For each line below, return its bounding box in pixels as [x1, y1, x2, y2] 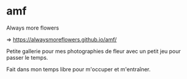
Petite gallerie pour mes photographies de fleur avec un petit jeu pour [6, 47, 181, 55]
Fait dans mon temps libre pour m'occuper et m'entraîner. [6, 65, 151, 73]
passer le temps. [6, 54, 49, 61]
